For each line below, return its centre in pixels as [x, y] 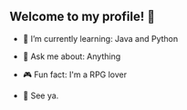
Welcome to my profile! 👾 [83, 17]
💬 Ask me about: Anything [72, 56]
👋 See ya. [41, 95]
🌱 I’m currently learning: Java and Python [100, 38]
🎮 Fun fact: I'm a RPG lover [75, 75]
